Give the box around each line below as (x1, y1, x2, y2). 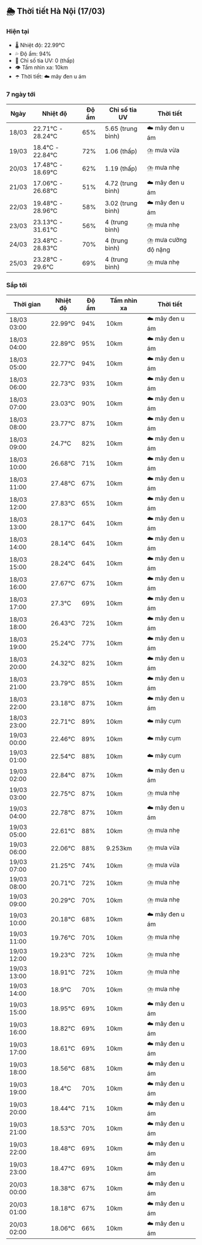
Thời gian (13, 300, 41, 309)
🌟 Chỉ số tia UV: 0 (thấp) (14, 57, 75, 64)
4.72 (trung (105, 179, 138, 188)
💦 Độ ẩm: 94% (14, 50, 52, 57)
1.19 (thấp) (105, 164, 138, 173)
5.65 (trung (105, 124, 138, 133)
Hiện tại (6, 27, 29, 36)
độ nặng (147, 245, 170, 253)
